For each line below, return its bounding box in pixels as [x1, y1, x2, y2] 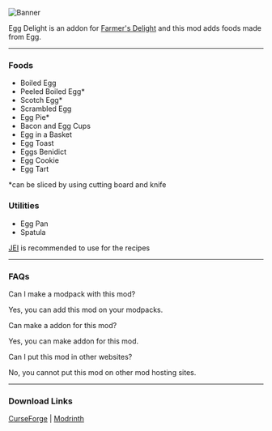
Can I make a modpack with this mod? [8, 288, 136, 299]
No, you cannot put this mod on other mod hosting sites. [8, 367, 197, 377]
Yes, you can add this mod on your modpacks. [8, 305, 164, 314]
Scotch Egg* [19, 96, 63, 105]
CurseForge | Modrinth [8, 414, 85, 424]
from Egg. [8, 32, 42, 41]
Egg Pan [19, 219, 49, 228]
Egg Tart [19, 164, 49, 174]
